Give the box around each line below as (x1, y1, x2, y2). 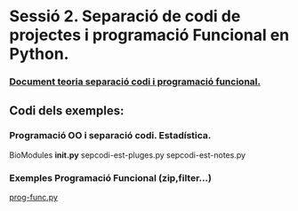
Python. (9, 44, 69, 64)
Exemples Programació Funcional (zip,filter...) (9, 171, 212, 184)
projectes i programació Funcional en (9, 25, 290, 45)
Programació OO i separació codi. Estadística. (9, 129, 212, 142)
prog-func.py (9, 192, 58, 203)
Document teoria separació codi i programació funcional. (9, 75, 261, 88)
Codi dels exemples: (9, 103, 125, 118)
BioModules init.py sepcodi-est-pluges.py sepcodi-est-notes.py (9, 149, 246, 160)
